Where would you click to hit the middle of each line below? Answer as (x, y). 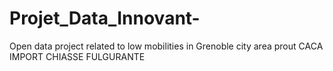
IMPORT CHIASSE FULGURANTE (77, 56)
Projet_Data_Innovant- (105, 18)
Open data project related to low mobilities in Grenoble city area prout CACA (166, 46)
